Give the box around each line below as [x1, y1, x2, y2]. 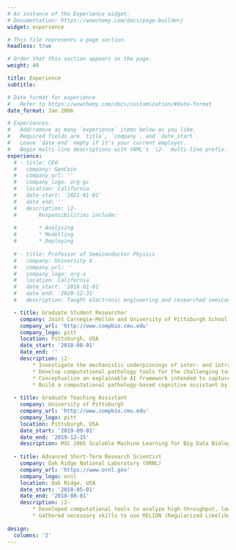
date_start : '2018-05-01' [20, 486, 96, 493]
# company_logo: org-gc [13, 179, 90, 186]
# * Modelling [13, 231, 74, 238]
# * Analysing [13, 225, 74, 232]
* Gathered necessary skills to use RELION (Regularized [32, 512, 202, 519]
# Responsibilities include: [13, 211, 118, 218]
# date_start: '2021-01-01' [13, 192, 102, 199]
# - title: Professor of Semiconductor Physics [13, 251, 156, 258]
